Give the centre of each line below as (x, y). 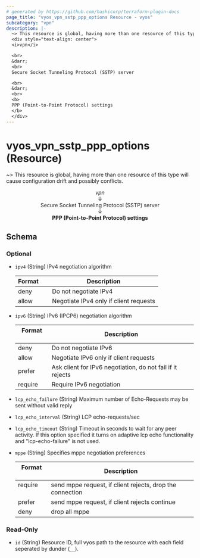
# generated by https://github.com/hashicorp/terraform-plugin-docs (93, 12)
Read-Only (22, 529)
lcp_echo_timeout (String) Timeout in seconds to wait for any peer (96, 429)
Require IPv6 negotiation (86, 385)
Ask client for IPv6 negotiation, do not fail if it (114, 367)
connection (67, 492)
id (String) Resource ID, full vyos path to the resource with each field (99, 543)
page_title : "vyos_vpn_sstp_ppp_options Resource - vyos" (79, 17)
